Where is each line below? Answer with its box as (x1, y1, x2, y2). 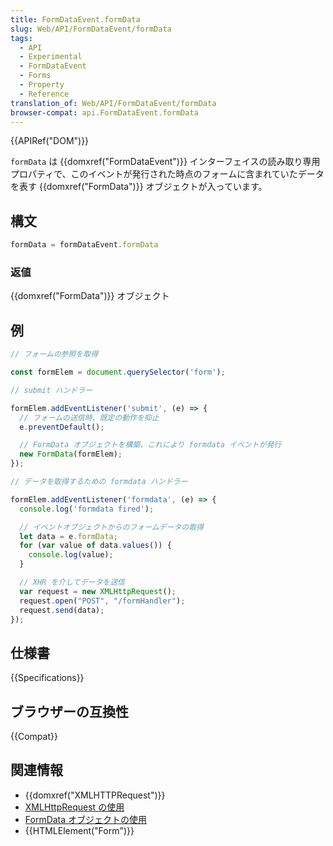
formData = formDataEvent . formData (10, 240, 159, 250)
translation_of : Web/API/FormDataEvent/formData (10, 98, 217, 108)
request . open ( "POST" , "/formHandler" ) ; (19, 596, 186, 606)
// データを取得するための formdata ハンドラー (10, 477, 188, 487)
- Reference (19, 89, 70, 99)
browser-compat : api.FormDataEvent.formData (10, 107, 199, 118)
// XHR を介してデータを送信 (19, 577, 125, 588)
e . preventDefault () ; (19, 422, 105, 432)
